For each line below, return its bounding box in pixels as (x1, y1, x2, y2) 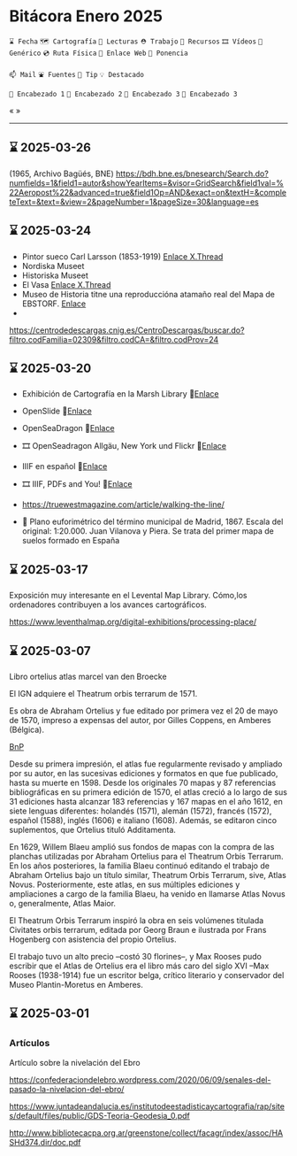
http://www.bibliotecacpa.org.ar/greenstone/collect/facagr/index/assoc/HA (9, 1127, 284, 1138)
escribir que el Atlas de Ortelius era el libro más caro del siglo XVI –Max (9, 960, 270, 971)
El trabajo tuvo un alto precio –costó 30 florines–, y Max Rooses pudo (9, 952, 263, 961)
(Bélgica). (9, 724, 44, 735)
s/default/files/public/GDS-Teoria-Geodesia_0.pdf (9, 1110, 190, 1121)
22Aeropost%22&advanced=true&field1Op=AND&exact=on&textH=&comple (9, 187, 287, 197)
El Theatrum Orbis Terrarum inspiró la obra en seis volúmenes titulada (9, 915, 264, 926)
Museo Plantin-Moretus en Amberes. (9, 980, 144, 990)
